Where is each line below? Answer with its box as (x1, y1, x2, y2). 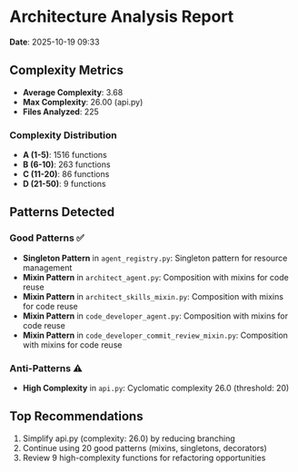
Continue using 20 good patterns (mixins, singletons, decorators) (22, 442, 268, 453)
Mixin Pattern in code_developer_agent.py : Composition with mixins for (22, 310, 289, 321)
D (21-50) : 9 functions (22, 179, 106, 190)
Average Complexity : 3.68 (22, 86, 124, 97)
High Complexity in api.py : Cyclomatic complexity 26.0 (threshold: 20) (22, 383, 290, 394)
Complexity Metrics (9, 63, 124, 78)
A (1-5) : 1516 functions (22, 150, 107, 161)
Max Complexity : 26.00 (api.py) (22, 96, 144, 107)
